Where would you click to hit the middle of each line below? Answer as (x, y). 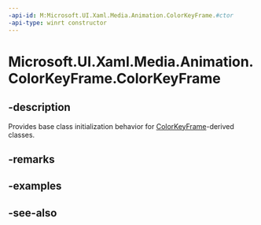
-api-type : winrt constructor (58, 23)
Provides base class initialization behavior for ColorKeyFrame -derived (121, 126)
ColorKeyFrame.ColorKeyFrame (115, 78)
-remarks (31, 159)
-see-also (33, 213)
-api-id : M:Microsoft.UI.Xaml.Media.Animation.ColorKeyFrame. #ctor (121, 15)
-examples (35, 186)
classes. (22, 135)
